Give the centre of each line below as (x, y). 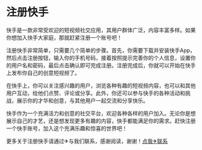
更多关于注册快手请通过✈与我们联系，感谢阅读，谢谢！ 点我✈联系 (87, 141)
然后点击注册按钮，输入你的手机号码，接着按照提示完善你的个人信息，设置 (98, 58)
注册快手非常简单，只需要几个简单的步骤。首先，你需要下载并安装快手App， (101, 50)
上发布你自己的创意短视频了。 (43, 73)
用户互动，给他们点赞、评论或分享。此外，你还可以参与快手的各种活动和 (96, 93)
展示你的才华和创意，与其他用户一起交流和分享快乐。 (82, 100)
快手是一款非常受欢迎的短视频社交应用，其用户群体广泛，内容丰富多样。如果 (101, 30)
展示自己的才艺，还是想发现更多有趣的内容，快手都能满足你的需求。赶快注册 (101, 121)
